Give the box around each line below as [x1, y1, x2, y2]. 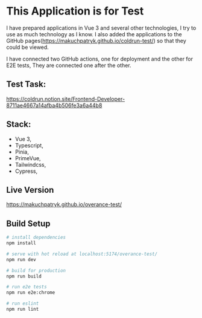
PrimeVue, [14, 154, 41, 161]
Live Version [6, 184, 54, 195]
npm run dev [6, 256, 36, 262]
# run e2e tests [6, 284, 47, 290]
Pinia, [14, 148, 29, 155]
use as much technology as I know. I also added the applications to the [6, 30, 182, 37]
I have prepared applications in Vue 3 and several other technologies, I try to [6, 24, 197, 31]
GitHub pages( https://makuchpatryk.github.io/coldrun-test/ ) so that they [6, 37, 187, 44]
